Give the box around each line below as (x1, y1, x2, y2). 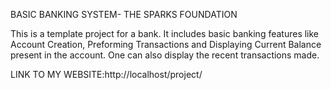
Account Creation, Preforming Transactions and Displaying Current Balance (10, 39, 322, 50)
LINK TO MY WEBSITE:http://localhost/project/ (10, 69, 203, 80)
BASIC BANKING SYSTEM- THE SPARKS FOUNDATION (10, 9, 238, 20)
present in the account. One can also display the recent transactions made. (10, 49, 320, 61)
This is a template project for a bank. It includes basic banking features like (10, 28, 320, 39)
